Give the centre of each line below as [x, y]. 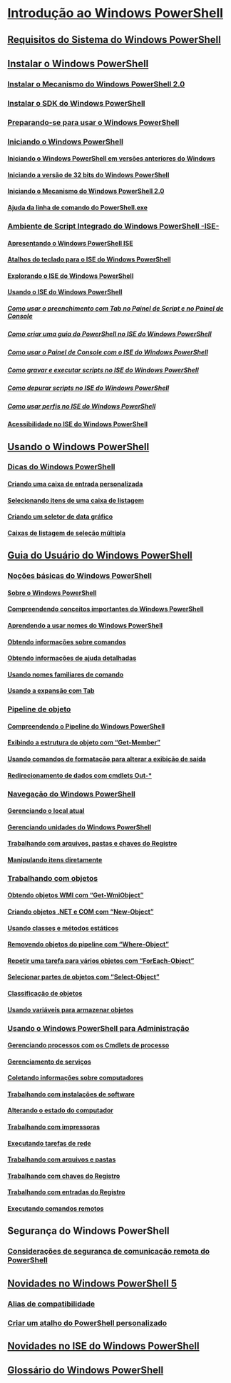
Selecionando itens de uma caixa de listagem [76, 500]
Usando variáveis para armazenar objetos [71, 1009]
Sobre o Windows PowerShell [52, 593]
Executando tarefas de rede [49, 1143]
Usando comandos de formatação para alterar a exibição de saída [107, 759]
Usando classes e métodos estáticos [63, 928]
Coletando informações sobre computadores [76, 1078]
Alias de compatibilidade [51, 1304]
